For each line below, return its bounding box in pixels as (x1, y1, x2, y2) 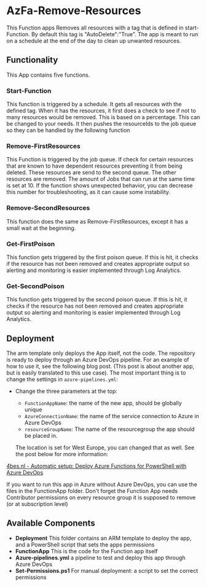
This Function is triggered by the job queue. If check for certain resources (6, 156, 194, 163)
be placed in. (24, 432, 58, 440)
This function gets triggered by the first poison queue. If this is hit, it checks (6, 253, 199, 261)
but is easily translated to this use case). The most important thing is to (6, 369, 186, 376)
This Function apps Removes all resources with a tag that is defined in (6, 24, 184, 31)
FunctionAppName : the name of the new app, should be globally (24, 400, 183, 407)
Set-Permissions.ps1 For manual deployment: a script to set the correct (15, 567, 199, 574)
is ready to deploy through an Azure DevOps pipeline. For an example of (6, 356, 189, 363)
